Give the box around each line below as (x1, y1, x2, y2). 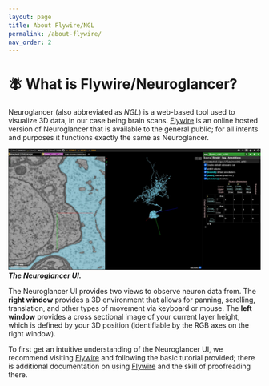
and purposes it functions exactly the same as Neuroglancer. (8, 133, 210, 143)
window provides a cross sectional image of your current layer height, (8, 312, 240, 322)
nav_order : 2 (8, 38, 52, 46)
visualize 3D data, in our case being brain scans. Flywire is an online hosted (8, 116, 259, 126)
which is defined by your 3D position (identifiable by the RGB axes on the (8, 320, 250, 330)
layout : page (8, 13, 52, 21)
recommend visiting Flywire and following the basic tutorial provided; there (8, 353, 255, 363)
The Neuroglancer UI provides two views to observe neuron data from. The (8, 287, 256, 296)
